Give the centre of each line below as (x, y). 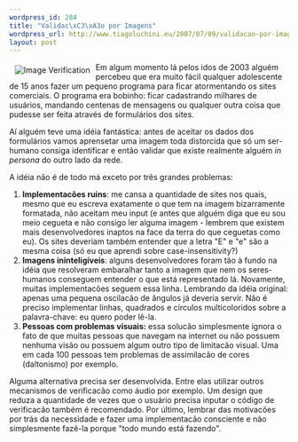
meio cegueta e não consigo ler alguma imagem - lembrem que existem (153, 223)
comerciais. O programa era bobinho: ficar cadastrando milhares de (133, 96)
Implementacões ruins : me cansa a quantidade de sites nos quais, (145, 194)
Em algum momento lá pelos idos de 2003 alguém (187, 67)
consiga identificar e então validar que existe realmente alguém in (161, 151)
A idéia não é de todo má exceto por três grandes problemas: (121, 178)
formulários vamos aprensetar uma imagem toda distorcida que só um (137, 141)
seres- (260, 270)
